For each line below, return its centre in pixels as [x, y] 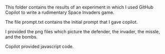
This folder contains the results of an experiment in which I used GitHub [79, 7]
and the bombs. [21, 37]
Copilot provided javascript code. [40, 46]
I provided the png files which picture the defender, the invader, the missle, [83, 31]
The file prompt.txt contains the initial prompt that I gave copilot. [71, 22]
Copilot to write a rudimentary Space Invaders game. [60, 12]
